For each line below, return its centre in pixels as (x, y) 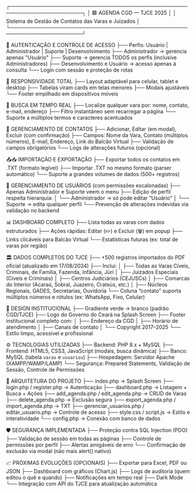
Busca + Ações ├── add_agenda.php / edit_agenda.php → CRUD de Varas (97, 394)
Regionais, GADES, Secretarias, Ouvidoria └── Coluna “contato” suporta (94, 291)
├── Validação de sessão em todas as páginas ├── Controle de (84, 438)
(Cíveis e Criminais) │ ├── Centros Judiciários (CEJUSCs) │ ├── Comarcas (98, 278)
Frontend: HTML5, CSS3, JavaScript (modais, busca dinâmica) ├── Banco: (97, 351)
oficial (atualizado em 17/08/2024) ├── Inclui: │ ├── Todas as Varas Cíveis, (98, 266)
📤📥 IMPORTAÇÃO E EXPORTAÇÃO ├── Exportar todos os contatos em (93, 159)
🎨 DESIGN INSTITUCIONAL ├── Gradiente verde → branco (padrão (87, 308)
